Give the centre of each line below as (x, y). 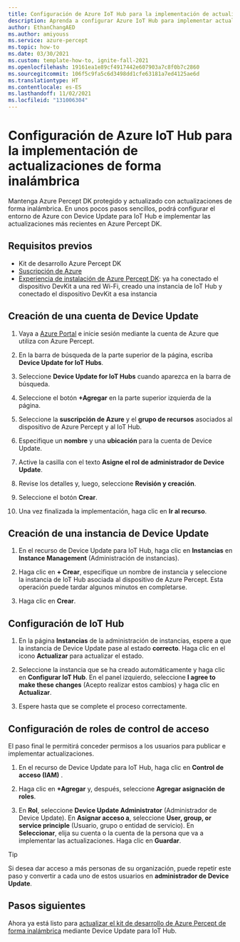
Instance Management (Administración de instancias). (99, 558)
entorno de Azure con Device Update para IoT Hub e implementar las (109, 216)
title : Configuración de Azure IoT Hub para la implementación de (109, 14)
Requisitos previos (50, 246)
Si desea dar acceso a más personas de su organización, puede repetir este (120, 868)
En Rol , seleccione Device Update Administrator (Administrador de (118, 810)
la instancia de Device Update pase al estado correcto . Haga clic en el (122, 648)
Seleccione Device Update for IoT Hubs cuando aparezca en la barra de (124, 376)
